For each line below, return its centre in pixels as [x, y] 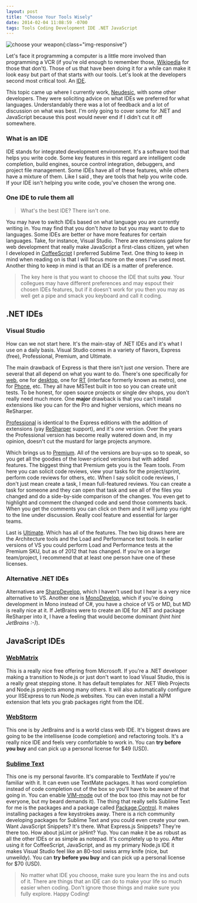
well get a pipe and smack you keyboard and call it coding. [91, 295]
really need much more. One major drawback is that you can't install [89, 398]
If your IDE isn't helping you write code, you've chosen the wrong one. [91, 182]
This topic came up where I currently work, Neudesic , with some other [91, 92]
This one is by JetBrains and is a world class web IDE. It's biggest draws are [98, 730]
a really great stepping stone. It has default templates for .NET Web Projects [98, 683]
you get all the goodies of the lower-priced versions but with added [87, 459]
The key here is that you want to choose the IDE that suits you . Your [102, 277]
